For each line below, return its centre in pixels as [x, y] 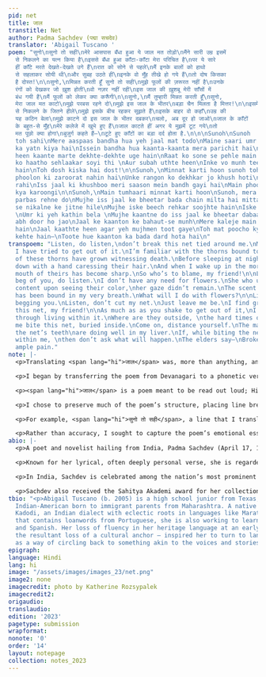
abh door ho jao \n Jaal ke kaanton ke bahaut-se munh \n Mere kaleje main [136, 222]
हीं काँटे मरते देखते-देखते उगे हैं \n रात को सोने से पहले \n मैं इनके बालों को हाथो [110, 67]
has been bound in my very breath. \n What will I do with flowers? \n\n [134, 296]
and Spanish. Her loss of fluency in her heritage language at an [127, 528]
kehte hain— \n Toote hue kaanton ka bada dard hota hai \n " [113, 237]
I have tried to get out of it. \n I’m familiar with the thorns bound [132, 251]
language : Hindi [35, 557]
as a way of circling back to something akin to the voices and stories [138, 543]
